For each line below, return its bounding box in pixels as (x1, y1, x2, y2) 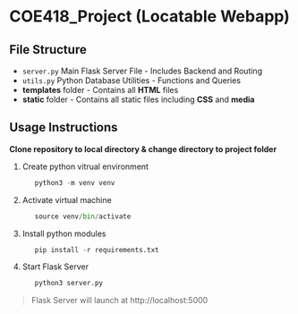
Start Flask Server (21, 261, 89, 272)
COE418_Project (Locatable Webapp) (9, 6, 291, 27)
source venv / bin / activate (34, 212, 132, 221)
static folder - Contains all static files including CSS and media (21, 94, 255, 105)
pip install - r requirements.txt (34, 245, 159, 254)
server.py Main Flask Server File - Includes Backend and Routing (21, 65, 262, 76)
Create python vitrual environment (21, 161, 149, 172)
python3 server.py (34, 279, 103, 288)
